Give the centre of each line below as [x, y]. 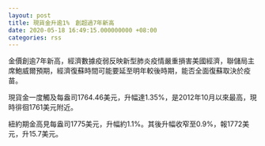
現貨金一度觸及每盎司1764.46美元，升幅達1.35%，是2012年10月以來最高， [129, 97]
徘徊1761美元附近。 [46, 107]
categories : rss [35, 37]
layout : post [30, 15]
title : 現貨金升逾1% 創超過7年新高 [61, 23]
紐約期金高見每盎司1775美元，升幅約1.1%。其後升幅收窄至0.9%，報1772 [125, 124]
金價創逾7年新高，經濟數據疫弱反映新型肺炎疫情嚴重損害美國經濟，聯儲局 [128, 61]
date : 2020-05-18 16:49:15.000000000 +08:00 [83, 30]
